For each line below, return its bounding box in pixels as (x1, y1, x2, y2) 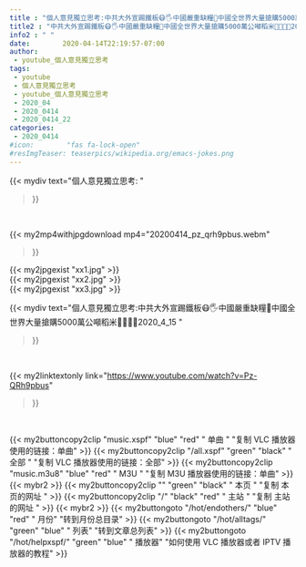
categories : (9, 124, 55, 133)
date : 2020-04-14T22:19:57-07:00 (9, 38, 166, 48)
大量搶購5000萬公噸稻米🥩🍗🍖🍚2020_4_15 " (25, 316, 183, 327)
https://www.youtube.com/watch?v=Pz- (107, 370, 258, 381)
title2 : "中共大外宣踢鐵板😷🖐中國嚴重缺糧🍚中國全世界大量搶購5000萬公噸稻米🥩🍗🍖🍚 (9, 22, 291, 31)
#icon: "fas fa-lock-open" (9, 140, 141, 149)
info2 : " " (9, 30, 55, 39)
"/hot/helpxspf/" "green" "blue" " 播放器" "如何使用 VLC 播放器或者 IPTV (9, 536, 281, 547)
